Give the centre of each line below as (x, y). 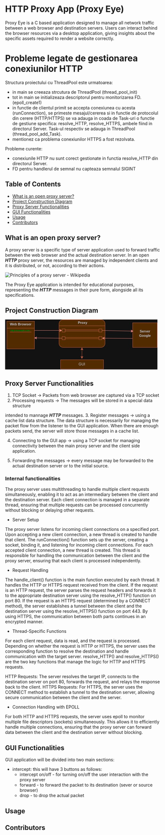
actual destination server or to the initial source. (60, 466)
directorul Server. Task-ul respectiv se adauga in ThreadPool (74, 129)
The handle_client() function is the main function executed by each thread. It (82, 580)
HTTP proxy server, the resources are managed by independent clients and (82, 260)
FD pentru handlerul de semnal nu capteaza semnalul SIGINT (74, 169)
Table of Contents (33, 184)
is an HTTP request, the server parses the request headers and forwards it (81, 591)
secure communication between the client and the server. (63, 697)
